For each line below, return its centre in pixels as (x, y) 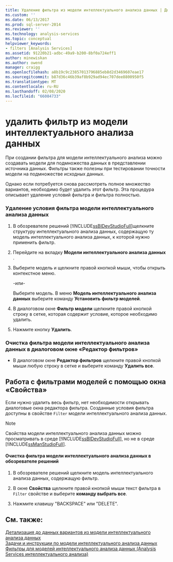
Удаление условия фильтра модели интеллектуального (80, 208)
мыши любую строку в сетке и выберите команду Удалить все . (83, 366)
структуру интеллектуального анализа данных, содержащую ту (83, 231)
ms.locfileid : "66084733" (33, 96)
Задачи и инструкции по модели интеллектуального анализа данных (81, 543)
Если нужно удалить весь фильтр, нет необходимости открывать (77, 402)
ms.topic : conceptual (29, 39)
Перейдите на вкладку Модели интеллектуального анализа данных (89, 252)
